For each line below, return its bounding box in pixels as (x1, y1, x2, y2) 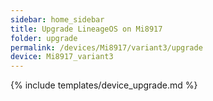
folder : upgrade (10, 33, 78, 43)
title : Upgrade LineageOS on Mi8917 (10, 24, 163, 34)
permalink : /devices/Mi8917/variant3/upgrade (10, 42, 203, 53)
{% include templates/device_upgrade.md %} (10, 79, 198, 91)
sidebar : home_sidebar (10, 14, 105, 25)
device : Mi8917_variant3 (10, 52, 114, 62)
